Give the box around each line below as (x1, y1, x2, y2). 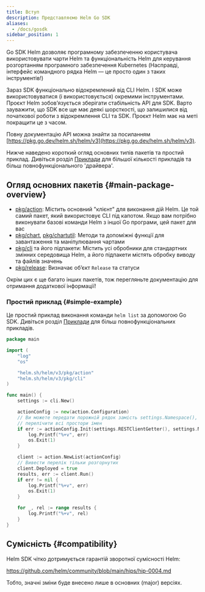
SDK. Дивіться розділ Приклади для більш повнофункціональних (6, 318, 176, 325)
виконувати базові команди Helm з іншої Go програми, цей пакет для (15, 218, 196, 226)
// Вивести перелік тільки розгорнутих (17, 460, 119, 466)
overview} (6, 189, 47, 199)
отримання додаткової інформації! (6, 282, 96, 289)
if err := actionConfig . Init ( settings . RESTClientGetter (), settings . (17, 426, 198, 432)
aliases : (6, 20, 29, 26)
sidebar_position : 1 (6, 32, 59, 38)
